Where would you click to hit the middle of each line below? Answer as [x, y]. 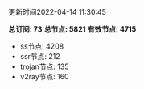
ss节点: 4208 [42, 46]
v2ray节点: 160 [45, 76]
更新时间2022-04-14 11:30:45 [58, 12]
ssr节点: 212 [40, 56]
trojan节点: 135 [44, 66]
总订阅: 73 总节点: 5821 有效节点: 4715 [72, 29]
